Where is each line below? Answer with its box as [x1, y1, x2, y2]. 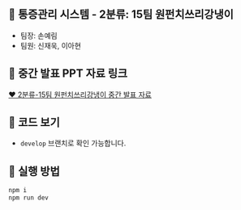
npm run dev [8, 194, 49, 202]
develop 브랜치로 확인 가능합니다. [19, 138, 127, 148]
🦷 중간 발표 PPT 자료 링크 [8, 67, 128, 81]
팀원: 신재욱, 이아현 [19, 40, 81, 50]
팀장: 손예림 [19, 31, 58, 40]
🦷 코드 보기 [8, 115, 61, 129]
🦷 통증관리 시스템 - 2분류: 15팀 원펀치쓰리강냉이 [8, 7, 234, 22]
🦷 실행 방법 [8, 164, 61, 178]
